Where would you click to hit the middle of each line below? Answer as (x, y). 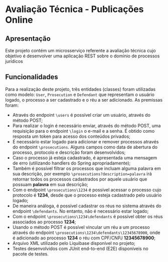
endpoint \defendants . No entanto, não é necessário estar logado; (80, 211)
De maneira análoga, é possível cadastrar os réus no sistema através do (87, 206)
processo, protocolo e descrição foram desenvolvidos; (69, 152)
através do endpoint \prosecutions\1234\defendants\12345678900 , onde (86, 232)
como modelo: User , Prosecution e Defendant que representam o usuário (80, 95)
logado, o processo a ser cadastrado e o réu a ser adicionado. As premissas (84, 100)
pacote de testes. (30, 254)
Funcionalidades (32, 77)
